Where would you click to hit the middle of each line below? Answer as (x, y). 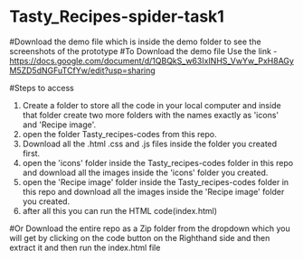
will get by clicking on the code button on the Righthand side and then (140, 237)
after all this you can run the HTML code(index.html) (120, 210)
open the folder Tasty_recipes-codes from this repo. (119, 134)
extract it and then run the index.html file (85, 247)
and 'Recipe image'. (59, 125)
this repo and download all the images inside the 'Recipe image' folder (153, 191)
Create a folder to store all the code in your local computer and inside (152, 105)
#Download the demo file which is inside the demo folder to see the (135, 42)
